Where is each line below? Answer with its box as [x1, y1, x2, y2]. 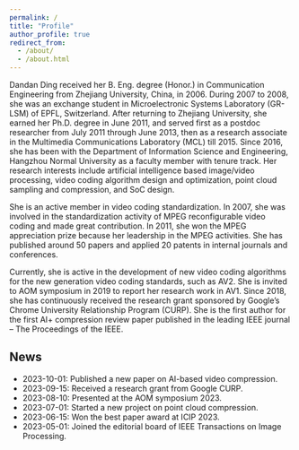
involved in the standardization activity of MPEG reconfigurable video [9, 212, 267, 221]
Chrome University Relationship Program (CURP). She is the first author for [9, 305, 286, 315]
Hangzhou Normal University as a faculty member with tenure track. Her [9, 156, 277, 166]
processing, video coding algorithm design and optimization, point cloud [9, 175, 277, 185]
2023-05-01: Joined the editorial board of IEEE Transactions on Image [22, 420, 282, 431]
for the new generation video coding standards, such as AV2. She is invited [9, 276, 287, 287]
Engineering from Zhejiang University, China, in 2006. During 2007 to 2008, [9, 89, 289, 100]
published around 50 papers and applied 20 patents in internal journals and [9, 239, 288, 250]
